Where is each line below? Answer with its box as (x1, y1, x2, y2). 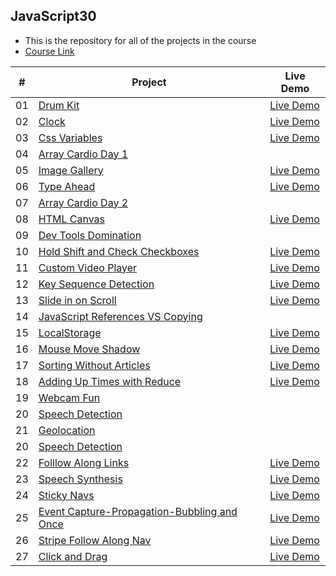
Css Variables (38, 130, 103, 144)
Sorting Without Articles (38, 358, 151, 372)
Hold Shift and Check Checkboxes (38, 244, 200, 258)
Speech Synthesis (38, 472, 123, 486)
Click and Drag (38, 549, 108, 563)
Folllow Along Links (38, 455, 130, 469)
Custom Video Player (38, 260, 138, 274)
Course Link (24, 45, 75, 57)
